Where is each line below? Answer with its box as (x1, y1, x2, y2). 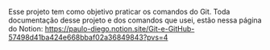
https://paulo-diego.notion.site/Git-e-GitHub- (44, 24, 195, 33)
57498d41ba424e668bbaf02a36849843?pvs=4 (8, 32, 168, 42)
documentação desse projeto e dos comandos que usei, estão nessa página (8, 15, 262, 25)
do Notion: (8, 24, 44, 33)
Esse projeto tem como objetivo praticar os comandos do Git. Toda (8, 7, 231, 16)
